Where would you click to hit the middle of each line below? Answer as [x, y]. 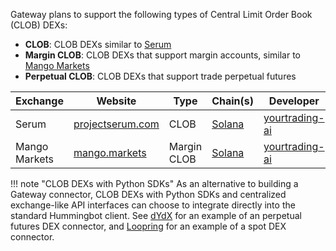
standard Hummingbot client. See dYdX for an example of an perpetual [156, 215]
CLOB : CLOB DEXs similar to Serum [98, 44]
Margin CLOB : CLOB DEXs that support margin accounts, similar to [162, 55]
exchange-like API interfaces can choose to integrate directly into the [153, 205]
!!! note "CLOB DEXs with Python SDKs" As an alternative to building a [154, 183]
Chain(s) [233, 101]
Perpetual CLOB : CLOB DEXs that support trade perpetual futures [160, 76]
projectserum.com [116, 124]
